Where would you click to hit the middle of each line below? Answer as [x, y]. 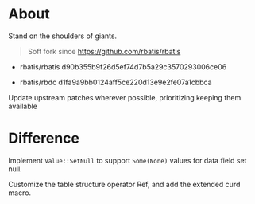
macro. [20, 193]
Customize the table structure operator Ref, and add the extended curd [124, 184]
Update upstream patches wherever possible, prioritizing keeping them [125, 97]
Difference [44, 138]
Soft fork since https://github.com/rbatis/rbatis [104, 51]
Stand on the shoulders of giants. [63, 36]
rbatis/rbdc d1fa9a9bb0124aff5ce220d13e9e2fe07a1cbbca [116, 82]
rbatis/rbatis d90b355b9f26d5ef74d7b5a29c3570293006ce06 [123, 67]
